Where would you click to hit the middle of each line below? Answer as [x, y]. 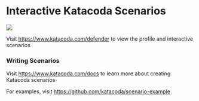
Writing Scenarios [33, 60]
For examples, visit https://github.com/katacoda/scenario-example [88, 91]
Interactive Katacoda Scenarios [86, 11]
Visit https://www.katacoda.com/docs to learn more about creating [88, 74]
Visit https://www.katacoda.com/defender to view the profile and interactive [99, 39]
